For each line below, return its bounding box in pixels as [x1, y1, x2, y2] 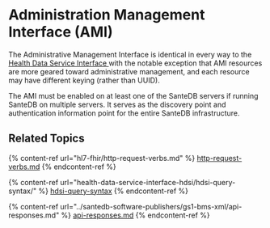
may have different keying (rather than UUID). [8, 75, 160, 85]
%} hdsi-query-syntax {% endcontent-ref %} [38, 186, 188, 196]
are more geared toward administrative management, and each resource [8, 66, 250, 76]
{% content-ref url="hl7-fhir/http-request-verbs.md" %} [8, 153, 196, 163]
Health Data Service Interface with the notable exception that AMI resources [8, 58, 263, 68]
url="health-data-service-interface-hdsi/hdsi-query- [60, 177, 236, 187]
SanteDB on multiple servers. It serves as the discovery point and [8, 99, 226, 109]
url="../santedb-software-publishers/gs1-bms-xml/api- [60, 201, 243, 211]
